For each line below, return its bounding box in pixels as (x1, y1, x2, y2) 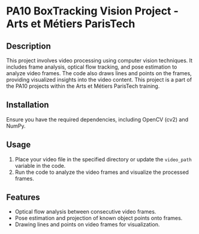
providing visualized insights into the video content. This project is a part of (6, 76, 192, 83)
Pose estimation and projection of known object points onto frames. (14, 215, 183, 222)
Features (6, 192, 40, 203)
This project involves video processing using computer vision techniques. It (6, 57, 193, 64)
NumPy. (6, 122, 26, 129)
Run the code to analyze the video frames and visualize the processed (14, 168, 189, 176)
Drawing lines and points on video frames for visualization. (14, 221, 160, 228)
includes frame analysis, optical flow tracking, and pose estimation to (6, 63, 177, 70)
